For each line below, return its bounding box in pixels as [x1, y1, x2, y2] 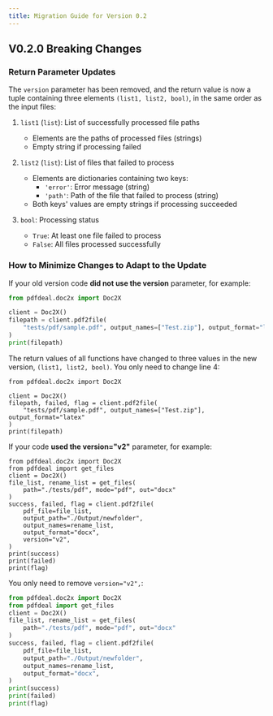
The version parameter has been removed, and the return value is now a [8, 84, 252, 94]
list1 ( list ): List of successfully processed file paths [19, 118, 201, 127]
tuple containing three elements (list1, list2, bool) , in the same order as [8, 93, 262, 103]
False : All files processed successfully [32, 239, 161, 249]
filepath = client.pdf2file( [8, 316, 107, 325]
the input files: [8, 102, 57, 112]
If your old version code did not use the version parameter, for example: [8, 278, 251, 288]
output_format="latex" [8, 413, 85, 421]
